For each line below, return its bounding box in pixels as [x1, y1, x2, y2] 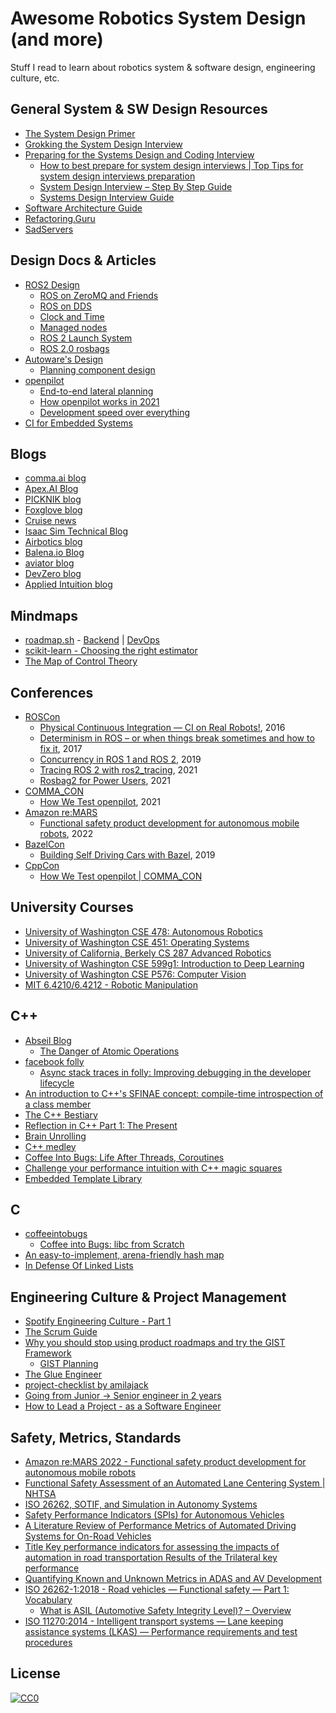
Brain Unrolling [24, 1130, 87, 1142]
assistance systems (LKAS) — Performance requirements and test [24, 1626, 298, 1638]
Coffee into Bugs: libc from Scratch [39, 1238, 185, 1251]
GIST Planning [39, 1358, 99, 1370]
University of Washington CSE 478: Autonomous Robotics [24, 925, 263, 937]
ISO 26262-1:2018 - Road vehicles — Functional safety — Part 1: [24, 1583, 290, 1596]
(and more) [10, 28, 104, 51]
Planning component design [39, 363, 156, 376]
